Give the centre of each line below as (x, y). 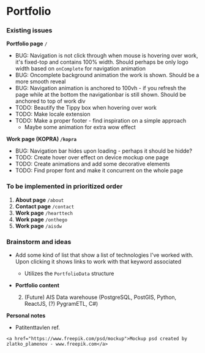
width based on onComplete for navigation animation (80, 69)
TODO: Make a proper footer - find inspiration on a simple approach (101, 121)
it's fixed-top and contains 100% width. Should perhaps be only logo (102, 62)
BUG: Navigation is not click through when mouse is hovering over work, (106, 56)
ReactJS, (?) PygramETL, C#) (61, 304)
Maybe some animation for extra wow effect (80, 127)
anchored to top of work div (50, 101)
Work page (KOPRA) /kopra (42, 139)
